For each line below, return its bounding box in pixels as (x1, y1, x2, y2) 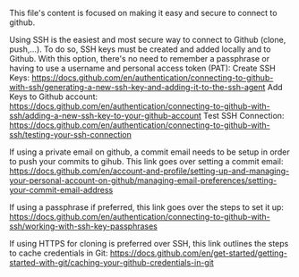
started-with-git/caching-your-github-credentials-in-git (9, 257, 215, 267)
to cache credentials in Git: (9, 248, 108, 258)
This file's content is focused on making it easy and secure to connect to (9, 8, 278, 18)
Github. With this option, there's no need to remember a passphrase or (9, 54, 270, 63)
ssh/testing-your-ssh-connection (9, 130, 132, 139)
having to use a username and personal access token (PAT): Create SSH (9, 63, 276, 73)
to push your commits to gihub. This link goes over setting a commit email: (9, 156, 284, 166)
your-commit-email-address (9, 185, 114, 195)
